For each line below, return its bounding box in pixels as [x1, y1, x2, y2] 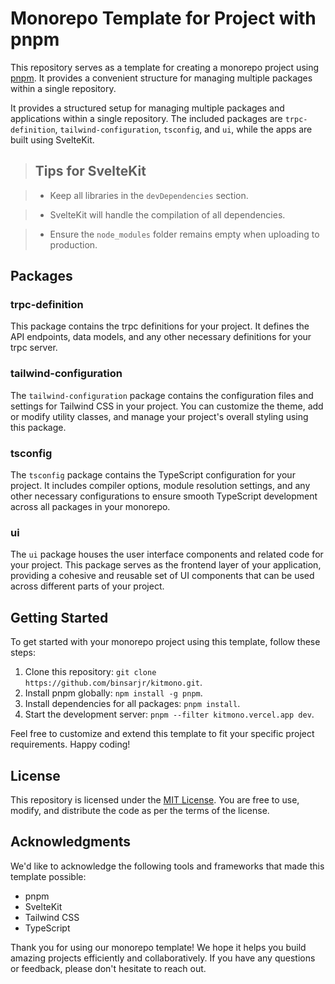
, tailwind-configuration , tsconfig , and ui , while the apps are [54, 123, 313, 135]
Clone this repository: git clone [24, 666, 157, 678]
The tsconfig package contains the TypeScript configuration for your [10, 469, 296, 481]
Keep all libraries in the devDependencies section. [49, 189, 249, 201]
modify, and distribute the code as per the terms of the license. [10, 804, 270, 816]
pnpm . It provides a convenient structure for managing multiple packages [10, 72, 313, 84]
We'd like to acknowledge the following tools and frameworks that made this [10, 860, 325, 872]
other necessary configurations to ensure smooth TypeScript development [10, 490, 318, 502]
